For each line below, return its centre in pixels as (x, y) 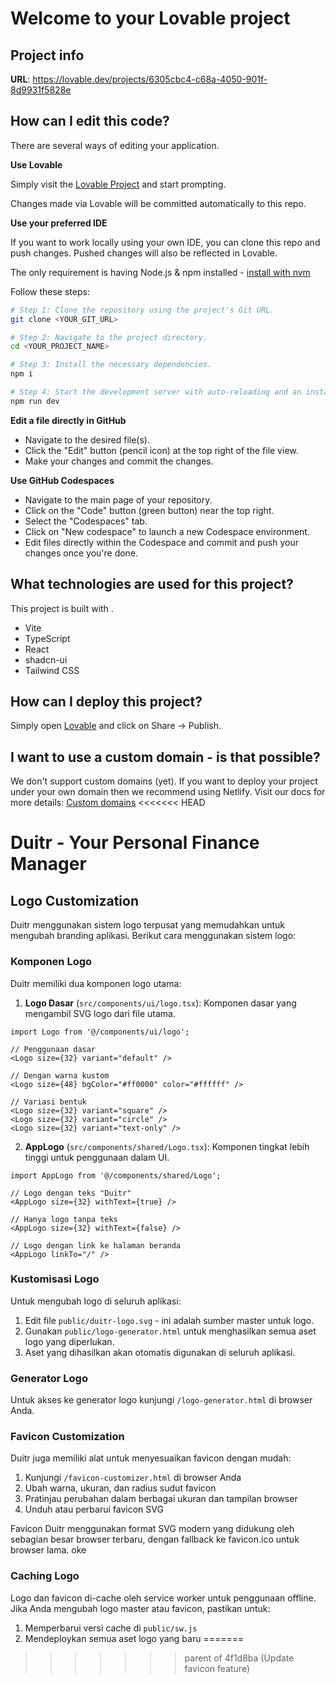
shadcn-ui (46, 659)
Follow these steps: (50, 291)
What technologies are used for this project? (152, 584)
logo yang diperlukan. (69, 1341)
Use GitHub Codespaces (62, 480)
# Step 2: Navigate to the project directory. (109, 337)
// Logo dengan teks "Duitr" (71, 1193)
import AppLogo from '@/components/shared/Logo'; (116, 1175)
